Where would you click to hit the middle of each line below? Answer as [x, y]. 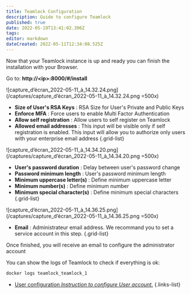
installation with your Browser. [42, 67]
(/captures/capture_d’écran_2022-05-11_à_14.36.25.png [73, 216]
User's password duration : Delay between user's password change [97, 167]
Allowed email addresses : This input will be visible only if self [90, 126]
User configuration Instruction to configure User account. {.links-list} [98, 284]
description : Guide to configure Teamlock [58, 17]
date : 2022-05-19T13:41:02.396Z [45, 28]
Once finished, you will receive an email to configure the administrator [90, 245]
